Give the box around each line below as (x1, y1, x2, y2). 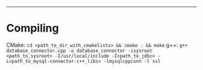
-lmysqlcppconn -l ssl (103, 58, 161, 64)
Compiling (6, 22, 59, 35)
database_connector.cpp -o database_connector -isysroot (6, 48, 153, 54)
